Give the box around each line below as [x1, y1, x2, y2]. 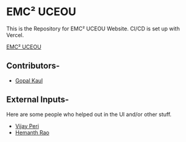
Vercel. [6, 31, 24, 38]
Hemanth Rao [15, 129, 50, 136]
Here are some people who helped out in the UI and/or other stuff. [6, 110, 172, 118]
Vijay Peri [15, 122, 40, 129]
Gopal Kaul [15, 76, 43, 84]
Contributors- [6, 61, 60, 71]
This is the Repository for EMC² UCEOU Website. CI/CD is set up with [6, 25, 181, 32]
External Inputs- [6, 95, 69, 105]
